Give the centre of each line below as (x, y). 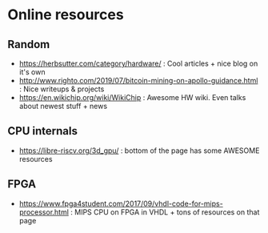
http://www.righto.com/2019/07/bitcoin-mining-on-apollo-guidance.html (138, 80)
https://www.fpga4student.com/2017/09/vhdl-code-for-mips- (121, 203)
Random (29, 44)
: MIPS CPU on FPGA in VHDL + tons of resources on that (165, 212)
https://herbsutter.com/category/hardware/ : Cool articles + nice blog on (138, 63)
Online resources (66, 15)
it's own (32, 72)
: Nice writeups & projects (62, 89)
